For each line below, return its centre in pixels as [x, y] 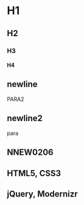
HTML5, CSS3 [34, 173]
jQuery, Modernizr [42, 194]
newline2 [25, 118]
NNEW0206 [30, 153]
